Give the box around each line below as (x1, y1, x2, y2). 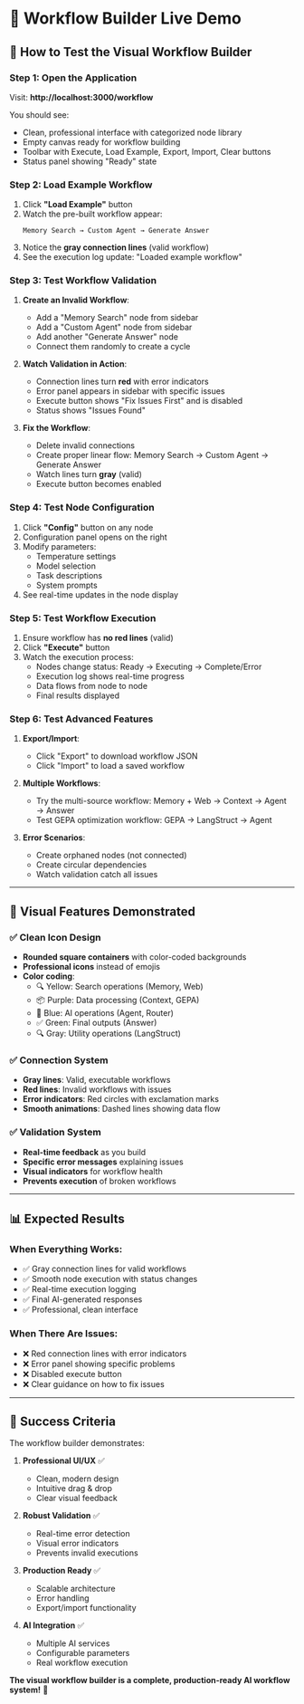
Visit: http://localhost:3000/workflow (9, 91, 154, 102)
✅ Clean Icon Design (9, 931, 101, 943)
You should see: (9, 109, 70, 120)
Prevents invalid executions (35, 1547, 138, 1558)
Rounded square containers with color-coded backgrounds (22, 952, 247, 962)
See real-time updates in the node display (22, 589, 179, 600)
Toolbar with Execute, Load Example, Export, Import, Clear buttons (22, 146, 271, 157)
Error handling (35, 1593, 90, 1603)
